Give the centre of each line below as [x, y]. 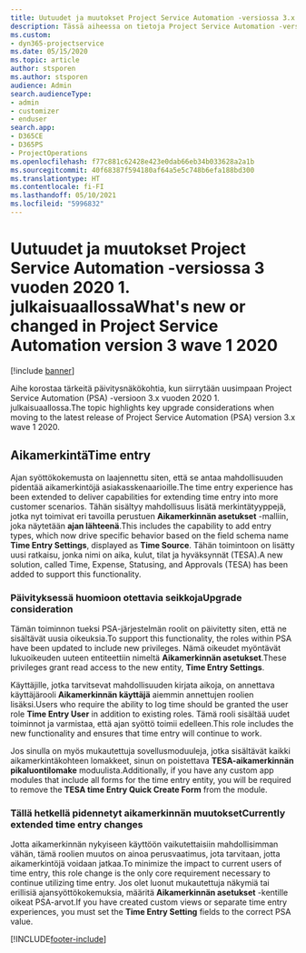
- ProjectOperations [49, 153]
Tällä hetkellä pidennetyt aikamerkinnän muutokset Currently [148, 813]
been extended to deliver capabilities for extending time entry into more [144, 497]
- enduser [29, 119]
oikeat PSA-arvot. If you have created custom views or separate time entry [149, 902]
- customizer [35, 111]
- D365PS [27, 145]
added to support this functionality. [76, 574]
